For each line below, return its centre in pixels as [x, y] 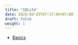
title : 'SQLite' [22, 10]
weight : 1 [15, 23]
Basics [19, 38]
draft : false [18, 19]
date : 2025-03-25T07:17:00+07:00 [39, 14]
